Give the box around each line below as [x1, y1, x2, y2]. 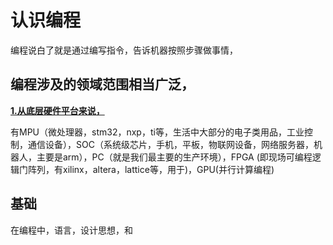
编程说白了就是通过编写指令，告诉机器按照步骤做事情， [10, 44, 238, 56]
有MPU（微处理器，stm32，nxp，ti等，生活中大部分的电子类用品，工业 [10, 126, 305, 138]
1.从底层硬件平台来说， [10, 104, 105, 116]
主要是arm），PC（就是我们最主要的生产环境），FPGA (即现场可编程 [36, 151, 313, 163]
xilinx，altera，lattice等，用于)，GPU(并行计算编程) [62, 163, 275, 175]
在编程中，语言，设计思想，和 [10, 224, 133, 236]
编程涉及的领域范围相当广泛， [10, 76, 195, 93]
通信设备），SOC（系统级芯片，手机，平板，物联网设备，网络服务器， [27, 138, 314, 150]
